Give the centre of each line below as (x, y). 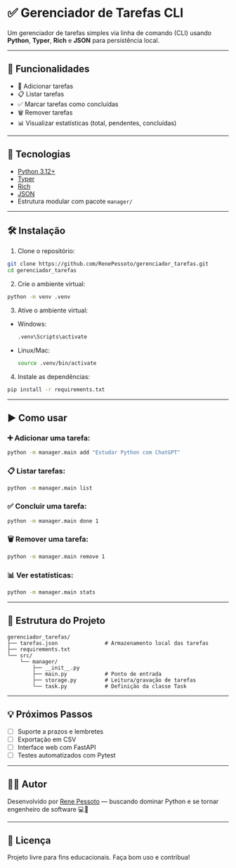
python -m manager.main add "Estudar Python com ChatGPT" (94, 453)
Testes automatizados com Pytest (66, 755)
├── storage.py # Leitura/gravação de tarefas (114, 680)
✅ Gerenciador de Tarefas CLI (96, 13)
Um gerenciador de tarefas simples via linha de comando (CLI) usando (110, 32)
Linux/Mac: (34, 350)
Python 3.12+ (36, 171)
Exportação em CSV (47, 739)
